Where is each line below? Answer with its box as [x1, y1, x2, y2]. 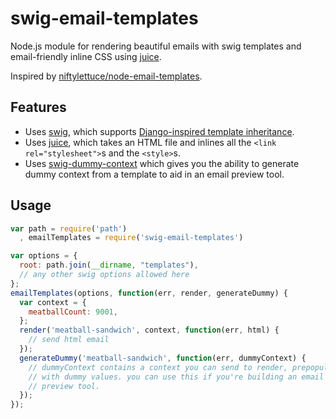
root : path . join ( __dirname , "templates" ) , [19, 260, 199, 271]
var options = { [10, 251, 78, 261]
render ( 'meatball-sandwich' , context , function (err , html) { [19, 325, 280, 336]
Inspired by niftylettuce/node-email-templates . [10, 70, 203, 82]
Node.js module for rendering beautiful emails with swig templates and [10, 40, 302, 52]
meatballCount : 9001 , [28, 307, 118, 317]
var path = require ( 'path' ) [10, 223, 128, 234]
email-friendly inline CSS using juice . [10, 50, 162, 62]
